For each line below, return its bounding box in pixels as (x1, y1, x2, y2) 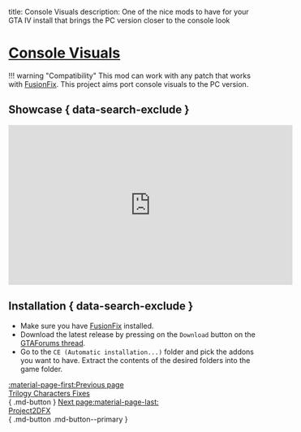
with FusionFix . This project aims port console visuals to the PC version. (8, 79, 249, 89)
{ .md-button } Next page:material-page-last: (8, 397, 160, 407)
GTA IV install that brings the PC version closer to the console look (8, 15, 230, 25)
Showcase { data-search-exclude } (8, 103, 190, 117)
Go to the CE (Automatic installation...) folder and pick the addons (19, 347, 254, 356)
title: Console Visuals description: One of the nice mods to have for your (8, 7, 249, 16)
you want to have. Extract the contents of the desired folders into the (19, 355, 251, 365)
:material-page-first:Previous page (8, 379, 124, 389)
